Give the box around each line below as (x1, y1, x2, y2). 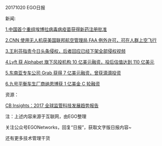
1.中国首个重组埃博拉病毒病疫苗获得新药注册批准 (5, 26, 107, 32)
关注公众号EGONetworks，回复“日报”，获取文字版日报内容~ (5, 124, 132, 130)
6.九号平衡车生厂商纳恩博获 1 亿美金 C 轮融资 (5, 81, 100, 87)
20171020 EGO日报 (5, 5, 45, 10)
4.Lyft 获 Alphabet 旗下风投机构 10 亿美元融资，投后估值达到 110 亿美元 (5, 59, 155, 65)
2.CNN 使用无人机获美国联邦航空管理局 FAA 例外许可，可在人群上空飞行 (5, 37, 157, 43)
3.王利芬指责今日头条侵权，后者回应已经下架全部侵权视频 (5, 48, 126, 54)
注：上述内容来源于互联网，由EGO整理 (5, 113, 87, 119)
